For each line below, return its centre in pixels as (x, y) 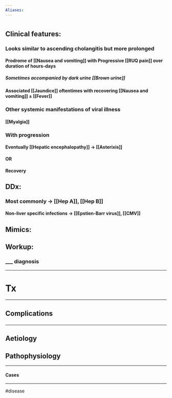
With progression (27, 135)
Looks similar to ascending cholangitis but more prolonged (80, 48)
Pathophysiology (33, 356)
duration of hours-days (31, 66)
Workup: (20, 247)
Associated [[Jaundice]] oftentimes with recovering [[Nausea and (77, 91)
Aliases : (15, 10)
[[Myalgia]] (17, 121)
